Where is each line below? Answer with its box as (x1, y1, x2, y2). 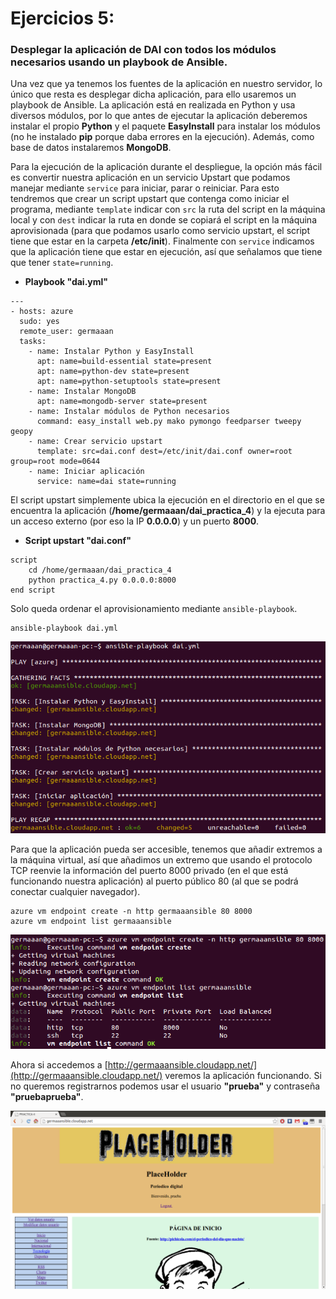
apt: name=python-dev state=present (36, 367, 190, 377)
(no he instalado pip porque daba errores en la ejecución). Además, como (10, 131, 315, 143)
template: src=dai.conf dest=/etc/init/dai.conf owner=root (36, 447, 293, 457)
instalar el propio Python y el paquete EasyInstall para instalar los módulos (10, 120, 321, 132)
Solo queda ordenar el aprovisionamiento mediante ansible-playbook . (10, 603, 298, 615)
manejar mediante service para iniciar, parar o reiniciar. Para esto (10, 182, 280, 194)
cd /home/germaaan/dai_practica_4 (28, 565, 172, 576)
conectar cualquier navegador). (10, 886, 141, 898)
